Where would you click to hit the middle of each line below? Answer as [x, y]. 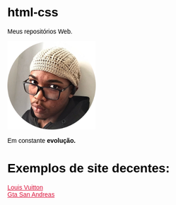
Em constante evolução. [42, 140]
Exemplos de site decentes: [89, 169]
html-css [33, 12]
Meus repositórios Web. [40, 31]
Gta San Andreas [31, 194]
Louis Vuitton [25, 187]
